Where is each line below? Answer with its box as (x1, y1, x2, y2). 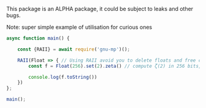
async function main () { (6, 35, 70, 41)
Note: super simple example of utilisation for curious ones (6, 24, 152, 31)
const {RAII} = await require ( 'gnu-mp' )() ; (17, 46, 131, 52)
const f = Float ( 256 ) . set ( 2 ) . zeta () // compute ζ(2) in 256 (28, 63, 185, 69)
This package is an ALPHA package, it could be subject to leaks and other (6, 5, 194, 12)
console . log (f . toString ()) (28, 74, 97, 80)
